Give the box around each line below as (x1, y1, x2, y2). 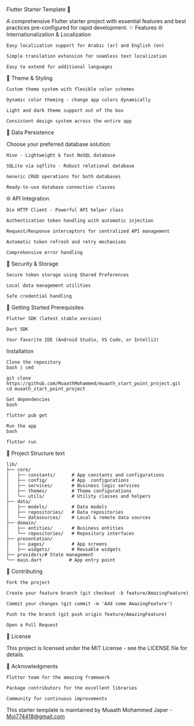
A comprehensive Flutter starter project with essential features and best (6, 18, 187, 24)
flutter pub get (6, 413, 47, 419)
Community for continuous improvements (6, 696, 108, 702)
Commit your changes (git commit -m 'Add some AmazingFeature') (6, 601, 173, 607)
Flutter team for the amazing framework (6, 674, 111, 680)
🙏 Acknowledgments (6, 663, 58, 669)
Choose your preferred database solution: (6, 140, 111, 148)
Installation (6, 348, 34, 355)
